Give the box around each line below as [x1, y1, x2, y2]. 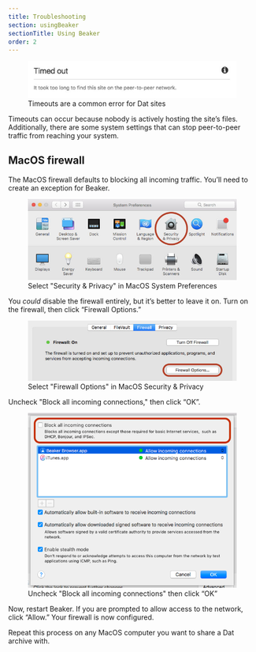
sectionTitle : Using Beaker [8, 29, 101, 37]
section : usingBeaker [8, 21, 80, 29]
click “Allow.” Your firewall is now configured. [8, 612, 154, 622]
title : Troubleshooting [8, 13, 87, 21]
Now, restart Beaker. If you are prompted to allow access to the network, [8, 604, 243, 613]
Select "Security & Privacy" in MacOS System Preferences [28, 281, 217, 291]
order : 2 [8, 38, 37, 46]
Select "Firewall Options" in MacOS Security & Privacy [28, 382, 204, 391]
